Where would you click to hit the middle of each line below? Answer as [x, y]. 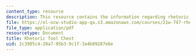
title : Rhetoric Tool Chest [40, 38]
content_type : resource [35, 11]
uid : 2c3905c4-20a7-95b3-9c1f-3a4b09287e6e [60, 44]
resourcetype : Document [35, 33]
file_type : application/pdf [40, 28]
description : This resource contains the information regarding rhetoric [98, 17]
